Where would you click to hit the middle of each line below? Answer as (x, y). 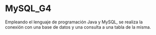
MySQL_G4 (28, 9)
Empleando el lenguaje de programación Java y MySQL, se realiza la (74, 22)
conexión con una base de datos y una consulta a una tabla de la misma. (78, 27)
